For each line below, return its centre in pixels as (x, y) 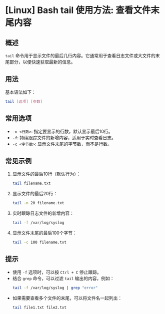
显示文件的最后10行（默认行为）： (46, 174)
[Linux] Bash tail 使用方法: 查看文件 (78, 10)
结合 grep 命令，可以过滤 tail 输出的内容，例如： (63, 278)
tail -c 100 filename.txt (39, 242)
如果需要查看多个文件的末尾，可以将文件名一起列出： (67, 298)
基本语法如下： (20, 92)
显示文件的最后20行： (35, 194)
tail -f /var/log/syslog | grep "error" (55, 288)
